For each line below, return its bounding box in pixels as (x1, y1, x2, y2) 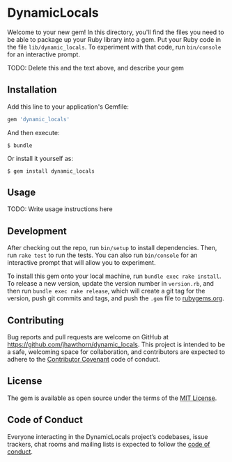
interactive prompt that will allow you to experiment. (7, 259, 156, 267)
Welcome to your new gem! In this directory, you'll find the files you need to (7, 28, 224, 36)
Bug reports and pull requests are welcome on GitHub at (7, 333, 169, 341)
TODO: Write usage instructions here (7, 205, 113, 213)
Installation (7, 84, 57, 95)
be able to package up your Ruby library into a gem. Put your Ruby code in (7, 35, 222, 43)
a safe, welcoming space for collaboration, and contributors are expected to (7, 348, 225, 356)
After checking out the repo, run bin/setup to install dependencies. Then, (7, 244, 217, 252)
